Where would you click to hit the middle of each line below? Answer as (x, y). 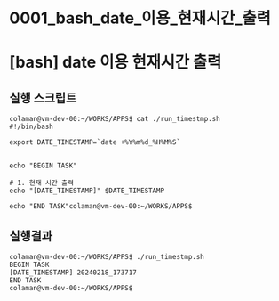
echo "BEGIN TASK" (43, 166)
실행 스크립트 (43, 98)
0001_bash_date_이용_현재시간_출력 (140, 18)
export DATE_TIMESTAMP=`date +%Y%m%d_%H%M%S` (95, 142)
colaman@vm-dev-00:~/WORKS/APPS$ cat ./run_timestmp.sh (115, 119)
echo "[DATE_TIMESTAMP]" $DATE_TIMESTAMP (87, 191)
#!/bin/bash (31, 127)
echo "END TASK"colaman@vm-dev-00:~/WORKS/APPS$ (101, 207)
